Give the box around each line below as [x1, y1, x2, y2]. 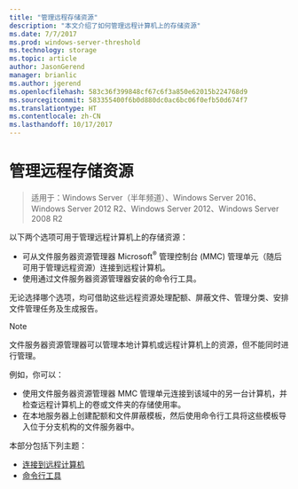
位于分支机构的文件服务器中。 [29, 421, 139, 431]
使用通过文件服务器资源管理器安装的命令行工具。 [21, 272, 201, 284]
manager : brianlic [9, 71, 77, 80]
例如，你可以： [9, 369, 64, 380]
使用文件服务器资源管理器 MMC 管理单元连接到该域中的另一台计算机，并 [21, 388, 288, 398]
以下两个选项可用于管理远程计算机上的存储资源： [9, 232, 188, 242]
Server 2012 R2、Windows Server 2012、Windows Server [67, 203, 279, 214]
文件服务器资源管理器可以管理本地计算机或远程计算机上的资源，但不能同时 [9, 339, 281, 350]
